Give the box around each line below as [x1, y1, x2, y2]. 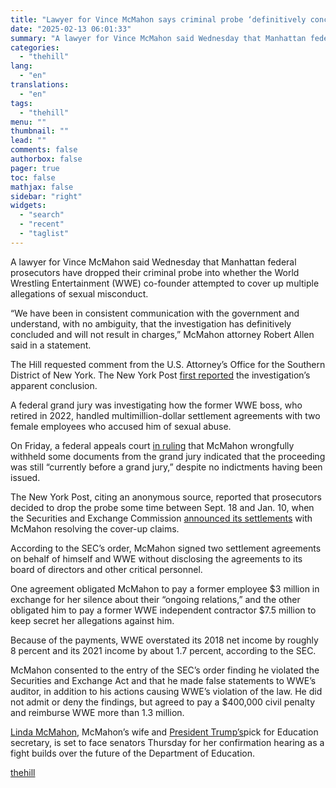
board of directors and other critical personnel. [10, 563, 203, 575]
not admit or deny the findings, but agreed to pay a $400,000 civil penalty [10, 696, 316, 708]
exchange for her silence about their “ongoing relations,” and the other [10, 593, 301, 605]
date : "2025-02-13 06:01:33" [10, 24, 132, 34]
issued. [10, 471, 41, 483]
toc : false [10, 172, 56, 183]
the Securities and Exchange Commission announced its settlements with [10, 512, 313, 524]
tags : [10, 98, 33, 108]
